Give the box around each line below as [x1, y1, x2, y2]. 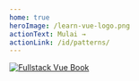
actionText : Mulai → [9, 29, 87, 38]
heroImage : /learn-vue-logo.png [9, 21, 130, 30]
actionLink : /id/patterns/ [9, 37, 110, 47]
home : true [9, 12, 50, 22]
